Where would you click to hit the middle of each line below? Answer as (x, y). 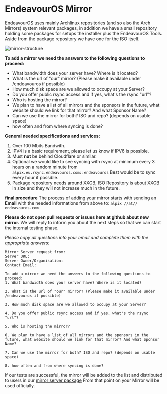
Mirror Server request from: (35, 252)
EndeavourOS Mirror (49, 9)
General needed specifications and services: (53, 136)
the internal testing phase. (32, 228)
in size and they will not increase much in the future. (66, 188)
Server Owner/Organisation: (34, 261)
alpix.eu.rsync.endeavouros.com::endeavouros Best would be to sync (84, 172)
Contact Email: (21, 265)
